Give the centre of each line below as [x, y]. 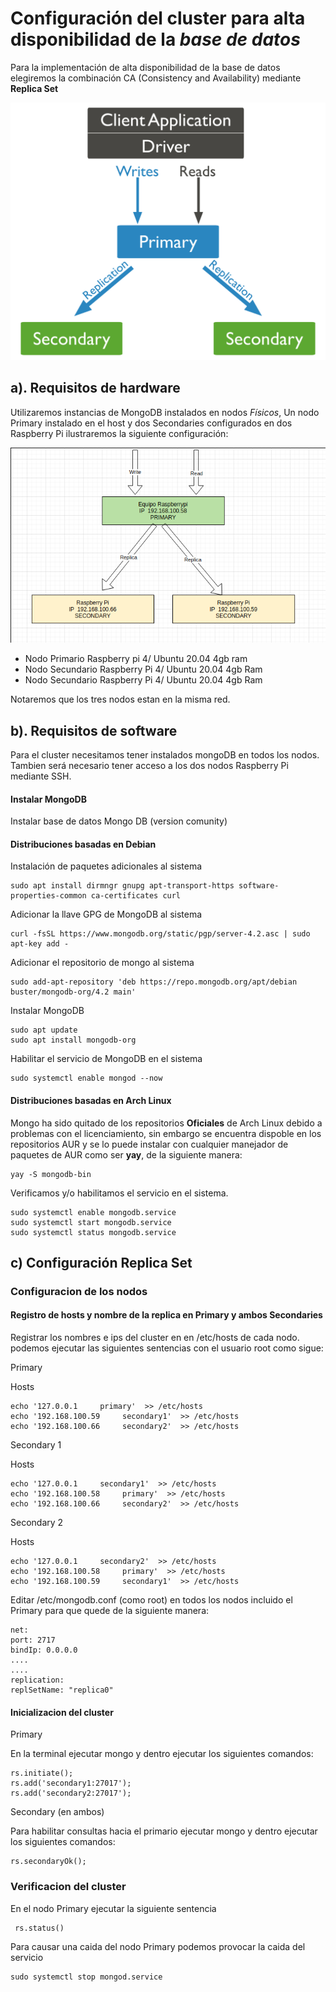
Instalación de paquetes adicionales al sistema [106, 866]
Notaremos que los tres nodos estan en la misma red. [120, 699]
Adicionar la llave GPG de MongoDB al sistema [106, 914]
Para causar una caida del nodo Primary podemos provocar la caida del [158, 1946]
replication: [37, 1680]
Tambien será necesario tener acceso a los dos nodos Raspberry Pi [149, 765]
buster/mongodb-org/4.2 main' [73, 992]
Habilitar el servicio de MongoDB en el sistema [106, 1059]
